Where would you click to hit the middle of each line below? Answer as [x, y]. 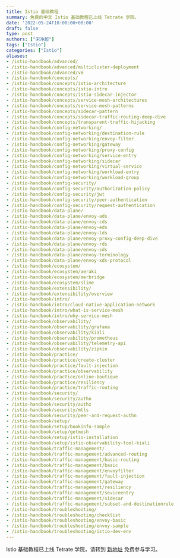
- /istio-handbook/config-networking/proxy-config [70, 150]
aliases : [17, 56]
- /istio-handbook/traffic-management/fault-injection [75, 477]
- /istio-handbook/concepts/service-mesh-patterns [70, 106]
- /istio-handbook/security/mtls [48, 410]
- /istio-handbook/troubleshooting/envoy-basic [66, 521]
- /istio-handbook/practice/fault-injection [62, 366]
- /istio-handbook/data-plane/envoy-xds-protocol [69, 261]
